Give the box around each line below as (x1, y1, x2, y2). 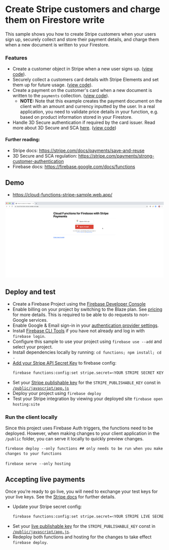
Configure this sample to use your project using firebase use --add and (12, 338, 162, 344)
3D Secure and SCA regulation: (12, 153, 77, 159)
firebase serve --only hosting (5, 461, 71, 467)
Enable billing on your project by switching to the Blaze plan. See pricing (12, 306, 162, 312)
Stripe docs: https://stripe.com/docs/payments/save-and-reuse (12, 147, 145, 154)
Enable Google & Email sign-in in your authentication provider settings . (12, 322, 159, 328)
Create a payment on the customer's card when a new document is (12, 87, 152, 93)
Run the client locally (5, 413, 58, 420)
